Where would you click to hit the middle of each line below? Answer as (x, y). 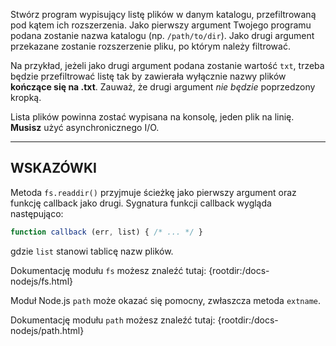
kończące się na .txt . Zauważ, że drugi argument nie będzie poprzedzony (163, 87)
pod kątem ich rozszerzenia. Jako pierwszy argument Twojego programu (161, 25)
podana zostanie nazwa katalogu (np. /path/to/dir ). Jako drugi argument (162, 35)
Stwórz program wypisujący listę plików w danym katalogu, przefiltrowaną (163, 14)
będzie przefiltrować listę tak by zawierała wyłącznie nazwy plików (148, 76)
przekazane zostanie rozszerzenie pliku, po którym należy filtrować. (150, 46)
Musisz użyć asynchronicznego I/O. (85, 127)
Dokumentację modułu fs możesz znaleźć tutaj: (108, 270)
